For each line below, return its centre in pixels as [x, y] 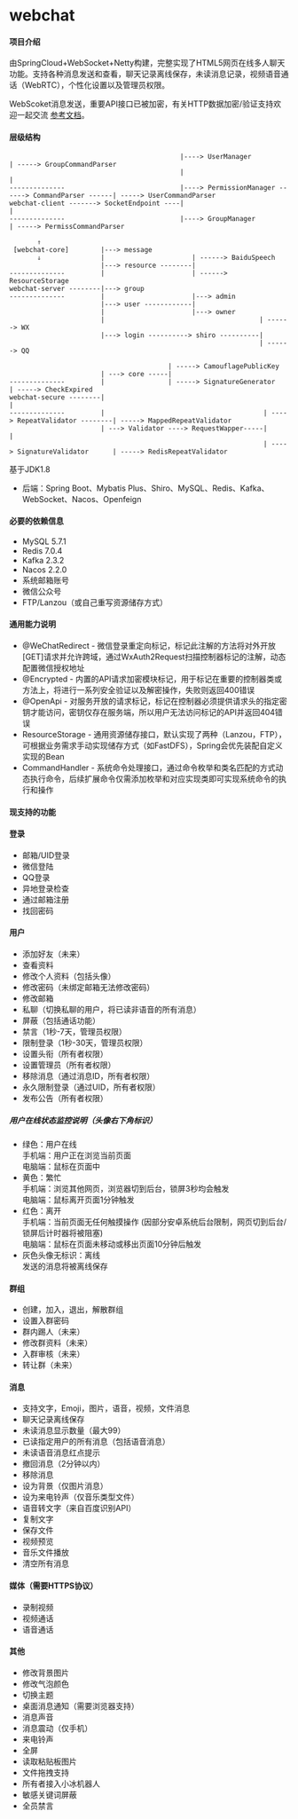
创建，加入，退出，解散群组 [73, 1310]
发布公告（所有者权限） [65, 1098]
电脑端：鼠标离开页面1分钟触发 [78, 1200]
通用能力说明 [32, 624]
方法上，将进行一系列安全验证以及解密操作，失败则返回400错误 [138, 690]
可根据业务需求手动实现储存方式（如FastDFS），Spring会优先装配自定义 [153, 745]
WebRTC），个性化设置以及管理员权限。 [97, 85]
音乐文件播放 [45, 1553]
